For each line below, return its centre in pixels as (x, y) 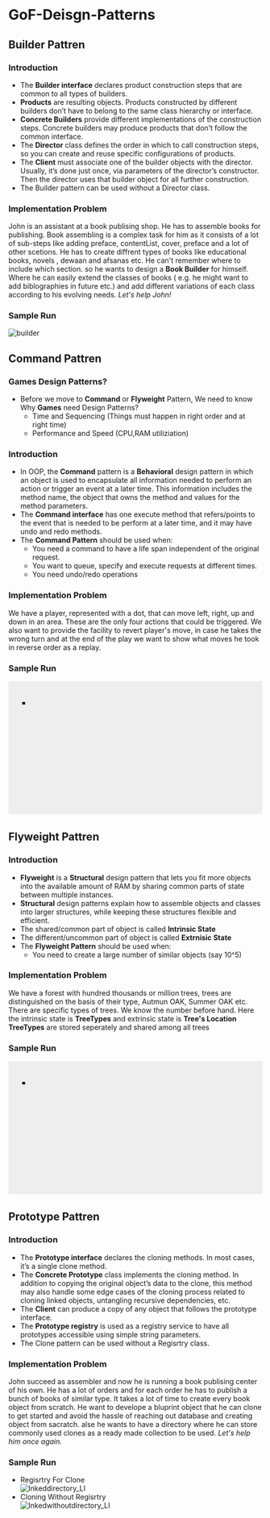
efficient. (35, 920)
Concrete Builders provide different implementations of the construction (141, 119)
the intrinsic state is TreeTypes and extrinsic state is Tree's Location (123, 1018)
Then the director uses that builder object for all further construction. (135, 179)
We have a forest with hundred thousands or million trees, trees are (120, 992)
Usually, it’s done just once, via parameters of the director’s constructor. (139, 170)
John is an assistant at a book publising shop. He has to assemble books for (135, 227)
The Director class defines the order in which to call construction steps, (139, 145)
